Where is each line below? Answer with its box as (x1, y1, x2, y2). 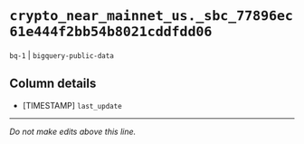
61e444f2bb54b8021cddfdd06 (9, 24, 213, 41)
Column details (9, 76, 97, 91)
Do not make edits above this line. (9, 126, 137, 137)
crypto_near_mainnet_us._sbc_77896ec (9, 7, 294, 24)
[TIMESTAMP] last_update (22, 100, 122, 110)
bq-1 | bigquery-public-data (9, 49, 115, 61)
